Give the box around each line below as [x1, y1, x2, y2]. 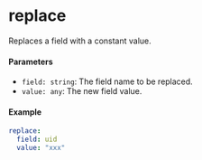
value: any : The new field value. [21, 86, 142, 97]
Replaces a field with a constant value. [8, 35, 152, 46]
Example [8, 106, 42, 118]
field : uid [16, 135, 58, 145]
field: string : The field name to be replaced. [21, 76, 193, 87]
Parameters [8, 56, 53, 67]
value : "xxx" [16, 144, 66, 153]
